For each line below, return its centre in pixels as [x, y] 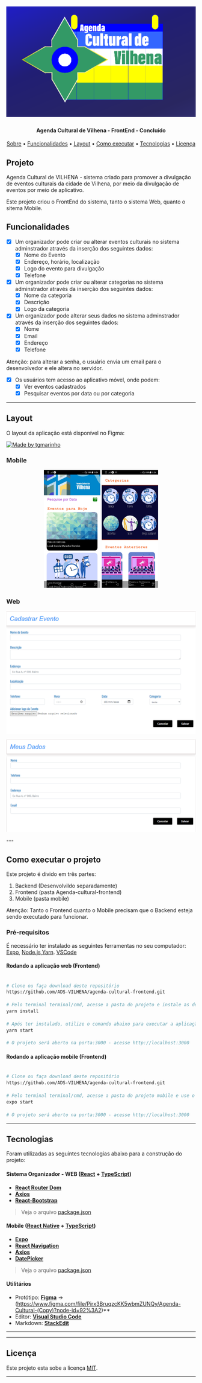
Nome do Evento [45, 255]
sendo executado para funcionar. [47, 917]
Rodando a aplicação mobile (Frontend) [57, 1056]
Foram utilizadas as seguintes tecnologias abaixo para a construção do [94, 1154]
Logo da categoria [47, 309]
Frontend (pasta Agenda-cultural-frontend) [68, 892]
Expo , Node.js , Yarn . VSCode [41, 952]
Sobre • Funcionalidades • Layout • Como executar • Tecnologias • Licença [101, 144]
